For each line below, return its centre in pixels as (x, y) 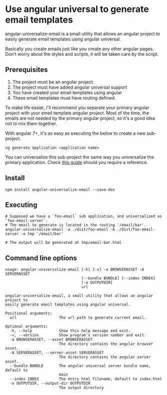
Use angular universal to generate (77, 9)
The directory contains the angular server (105, 357)
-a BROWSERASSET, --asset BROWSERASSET (51, 340)
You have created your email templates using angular (67, 92)
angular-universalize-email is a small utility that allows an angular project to (83, 34)
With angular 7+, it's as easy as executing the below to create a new (75, 133)
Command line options (41, 258)
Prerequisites (26, 70)
